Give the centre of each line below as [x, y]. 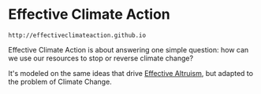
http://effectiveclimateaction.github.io [77, 35]
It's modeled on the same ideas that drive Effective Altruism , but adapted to [131, 73]
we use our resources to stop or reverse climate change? [101, 58]
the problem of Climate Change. [60, 81]
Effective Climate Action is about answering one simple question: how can [129, 49]
